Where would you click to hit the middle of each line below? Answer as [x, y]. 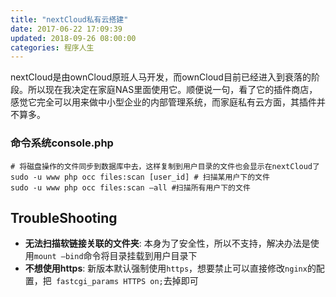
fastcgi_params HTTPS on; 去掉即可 [127, 281]
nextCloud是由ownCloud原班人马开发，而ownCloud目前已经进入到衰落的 [161, 77]
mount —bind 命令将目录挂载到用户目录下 [115, 256]
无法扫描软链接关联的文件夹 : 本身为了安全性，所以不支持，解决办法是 [167, 243]
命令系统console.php [62, 143]
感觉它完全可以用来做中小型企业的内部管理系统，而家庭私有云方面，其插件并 [168, 102]
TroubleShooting [64, 217]
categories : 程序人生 [52, 47]
